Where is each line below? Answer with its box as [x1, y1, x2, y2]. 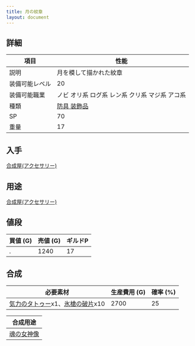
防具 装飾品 [57, 102, 89, 110]
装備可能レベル [9, 80, 52, 88]
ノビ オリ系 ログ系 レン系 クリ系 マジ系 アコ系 [57, 91, 186, 99]
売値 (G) [38, 236, 61, 245]
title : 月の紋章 [6, 8, 43, 15]
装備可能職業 [9, 91, 46, 99]
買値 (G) [9, 236, 32, 245]
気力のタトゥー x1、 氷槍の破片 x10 [9, 299, 106, 308]
